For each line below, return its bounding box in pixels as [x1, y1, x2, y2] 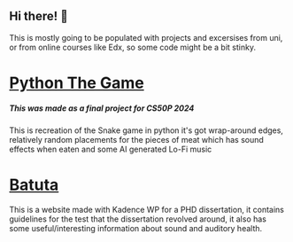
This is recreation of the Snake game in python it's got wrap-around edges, [9, 125, 283, 136]
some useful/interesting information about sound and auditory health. [9, 222, 263, 233]
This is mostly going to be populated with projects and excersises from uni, [9, 32, 283, 43]
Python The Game [9, 73, 144, 93]
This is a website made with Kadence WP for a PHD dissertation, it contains [9, 204, 285, 215]
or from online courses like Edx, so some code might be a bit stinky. [9, 42, 257, 52]
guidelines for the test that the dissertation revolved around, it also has [9, 214, 267, 224]
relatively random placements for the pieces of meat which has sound [9, 134, 264, 144]
